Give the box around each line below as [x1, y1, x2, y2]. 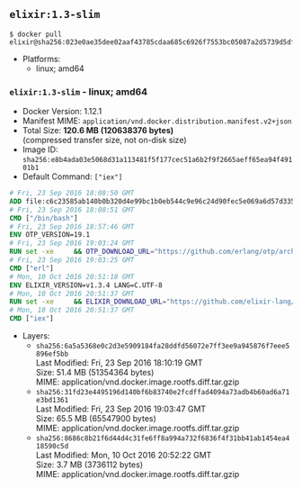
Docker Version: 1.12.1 [22, 106, 102, 117]
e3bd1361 [35, 396, 69, 405]
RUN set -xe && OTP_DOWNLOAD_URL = [9, 248, 155, 257]
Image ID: [22, 144, 58, 155]
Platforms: [22, 53, 61, 64]
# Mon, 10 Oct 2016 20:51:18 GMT [9, 272, 135, 281]
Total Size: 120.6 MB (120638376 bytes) [22, 125, 174, 136]
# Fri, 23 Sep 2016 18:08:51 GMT [9, 205, 135, 214]
